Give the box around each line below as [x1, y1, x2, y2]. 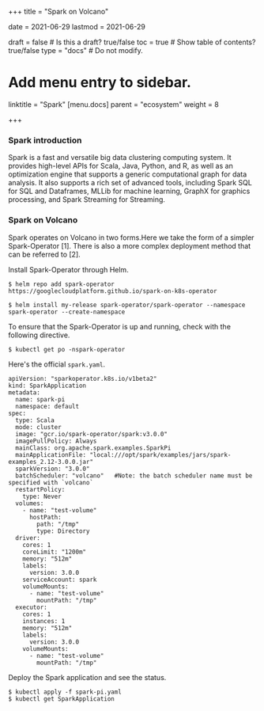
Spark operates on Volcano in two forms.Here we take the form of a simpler [8, 233, 255, 242]
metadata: [8, 388, 41, 397]
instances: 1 [22, 617, 66, 625]
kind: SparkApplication [8, 382, 87, 390]
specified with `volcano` [8, 478, 93, 486]
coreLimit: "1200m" [22, 548, 87, 556]
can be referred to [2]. [8, 249, 81, 259]
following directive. [8, 330, 70, 340]
